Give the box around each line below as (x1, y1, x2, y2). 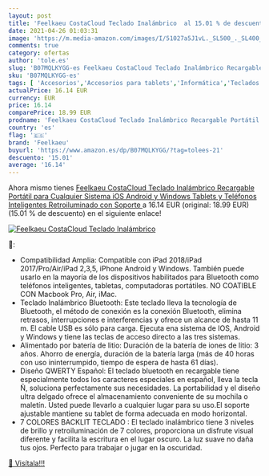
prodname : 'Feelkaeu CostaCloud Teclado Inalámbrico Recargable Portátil (8, 116, 260, 124)
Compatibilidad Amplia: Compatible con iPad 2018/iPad (19, 255, 203, 265)
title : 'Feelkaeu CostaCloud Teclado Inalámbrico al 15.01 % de (8, 19, 231, 27)
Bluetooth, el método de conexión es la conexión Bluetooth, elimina (19, 307, 242, 316)
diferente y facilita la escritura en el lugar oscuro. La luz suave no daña (19, 434, 254, 444)
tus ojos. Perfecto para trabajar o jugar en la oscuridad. (19, 443, 203, 453)
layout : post (8, 11, 52, 20)
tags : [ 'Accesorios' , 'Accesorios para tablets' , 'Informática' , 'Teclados (8, 79, 260, 87)
